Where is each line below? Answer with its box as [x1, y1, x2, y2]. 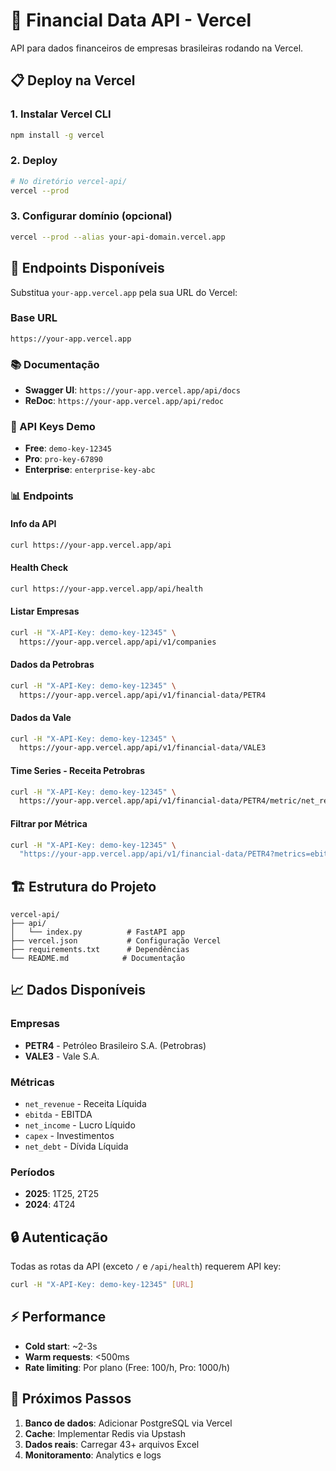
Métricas [10, 1075, 55, 1089]
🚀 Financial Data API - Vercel [10, 9, 252, 32]
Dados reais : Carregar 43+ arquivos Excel [24, 1438, 200, 1450]
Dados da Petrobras [10, 659, 95, 671]
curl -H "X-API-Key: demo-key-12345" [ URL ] [10, 1280, 195, 1290]
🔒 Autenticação [10, 1229, 108, 1246]
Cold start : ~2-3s [24, 1340, 98, 1352]
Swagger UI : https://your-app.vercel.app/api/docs [24, 384, 241, 396]
